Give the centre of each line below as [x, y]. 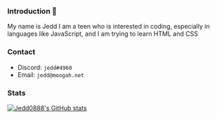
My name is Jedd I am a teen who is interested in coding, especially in [108, 27]
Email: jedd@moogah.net [51, 75]
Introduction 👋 [32, 11]
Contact [21, 52]
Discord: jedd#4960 [45, 67]
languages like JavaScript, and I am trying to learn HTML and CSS [103, 34]
